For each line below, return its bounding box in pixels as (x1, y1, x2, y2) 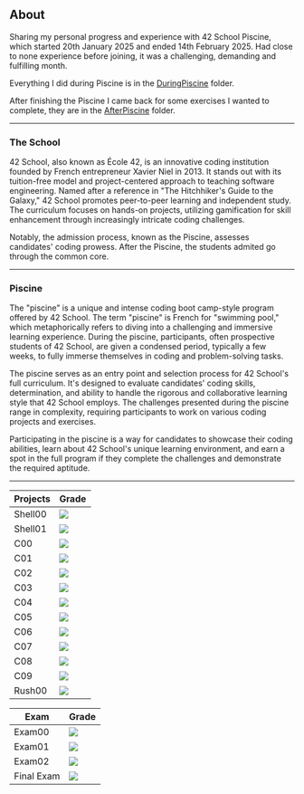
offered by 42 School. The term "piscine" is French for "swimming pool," (9, 312, 280, 323)
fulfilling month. (9, 60, 68, 71)
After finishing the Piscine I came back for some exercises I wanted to (9, 95, 270, 106)
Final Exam (14, 770, 61, 782)
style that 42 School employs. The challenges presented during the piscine (9, 397, 290, 408)
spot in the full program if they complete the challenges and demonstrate (9, 453, 282, 464)
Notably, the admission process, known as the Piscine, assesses (9, 232, 250, 243)
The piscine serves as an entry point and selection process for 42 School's (9, 368, 290, 379)
